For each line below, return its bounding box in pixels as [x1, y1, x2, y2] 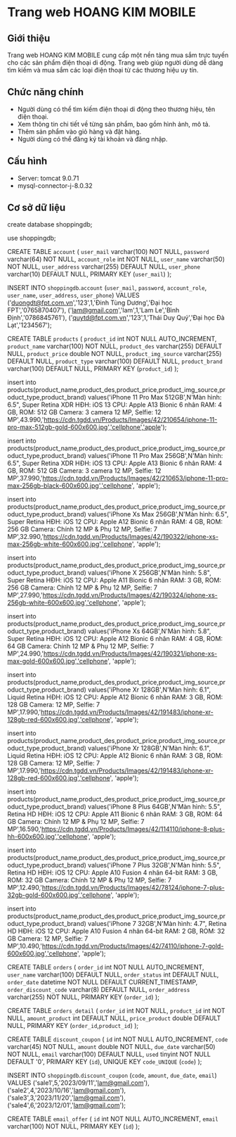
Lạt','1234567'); [7, 321, 52, 329]
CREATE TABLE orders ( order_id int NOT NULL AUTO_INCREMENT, [7, 963, 204, 972]
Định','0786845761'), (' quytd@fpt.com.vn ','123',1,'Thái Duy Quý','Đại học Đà [7, 314, 225, 322]
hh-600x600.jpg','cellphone [7, 832, 88, 841]
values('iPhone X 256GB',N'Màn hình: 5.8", [87, 568, 212, 577]
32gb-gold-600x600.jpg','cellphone [7, 891, 111, 899]
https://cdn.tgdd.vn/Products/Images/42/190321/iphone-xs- [43, 649, 218, 658]
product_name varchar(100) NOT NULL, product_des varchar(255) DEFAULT [7, 342, 223, 350]
